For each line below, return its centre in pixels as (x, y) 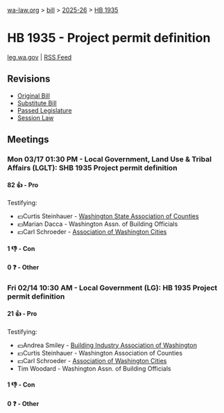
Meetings (28, 140)
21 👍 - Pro (22, 313)
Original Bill (34, 96)
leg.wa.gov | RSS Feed (40, 57)
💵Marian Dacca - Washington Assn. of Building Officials (97, 224)
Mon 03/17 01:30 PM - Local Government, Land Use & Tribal (110, 159)
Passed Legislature (44, 110)
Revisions (29, 79)
